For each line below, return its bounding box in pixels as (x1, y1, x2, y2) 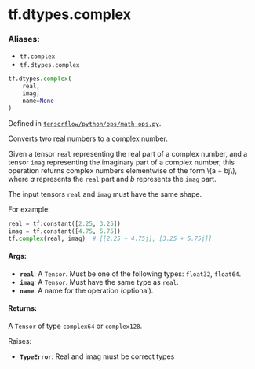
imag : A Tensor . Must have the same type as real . (19, 277, 179, 286)
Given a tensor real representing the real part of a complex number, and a (8, 149, 248, 158)
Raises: (8, 336, 32, 345)
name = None (22, 97, 55, 105)
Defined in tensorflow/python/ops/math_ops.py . (8, 118, 162, 127)
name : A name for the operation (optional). (19, 286, 154, 295)
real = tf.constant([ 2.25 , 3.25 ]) (8, 220, 122, 227)
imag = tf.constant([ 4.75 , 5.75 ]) (8, 227, 122, 235)
